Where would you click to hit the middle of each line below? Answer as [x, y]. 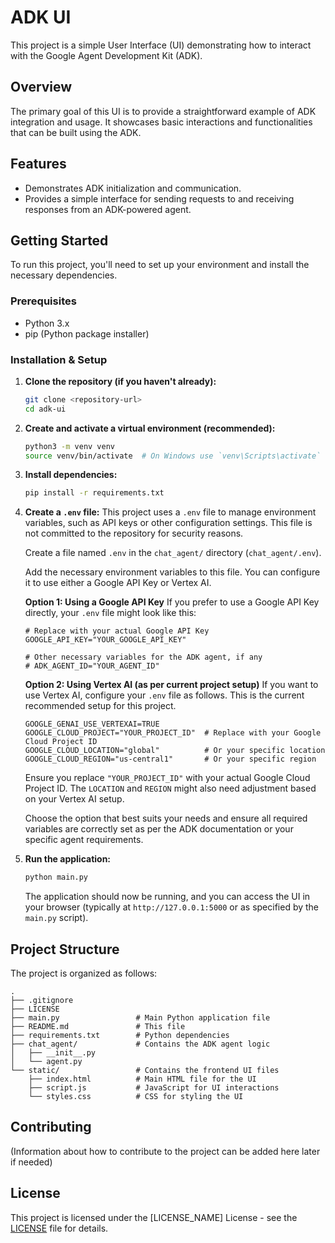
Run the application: [68, 859]
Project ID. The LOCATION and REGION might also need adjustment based [170, 788]
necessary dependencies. [64, 275]
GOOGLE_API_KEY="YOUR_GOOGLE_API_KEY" [105, 640]
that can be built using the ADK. [76, 132]
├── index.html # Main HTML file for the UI [142, 1079]
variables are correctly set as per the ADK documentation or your [159, 829]
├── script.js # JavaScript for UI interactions [154, 1088]
